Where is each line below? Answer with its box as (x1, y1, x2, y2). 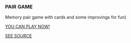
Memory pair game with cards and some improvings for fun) (5, 14, 127, 20)
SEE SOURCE (5, 33, 32, 39)
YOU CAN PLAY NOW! (5, 24, 50, 29)
